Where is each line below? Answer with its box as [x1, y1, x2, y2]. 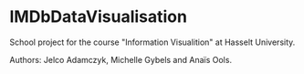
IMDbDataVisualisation [9, 6, 187, 27]
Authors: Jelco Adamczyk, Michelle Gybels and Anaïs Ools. [9, 54, 233, 65]
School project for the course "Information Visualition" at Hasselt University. [9, 37, 296, 48]
